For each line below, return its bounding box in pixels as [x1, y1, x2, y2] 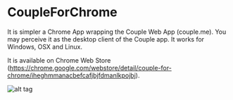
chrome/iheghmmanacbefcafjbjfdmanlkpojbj [7, 71, 136, 80]
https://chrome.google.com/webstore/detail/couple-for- [9, 63, 172, 72]
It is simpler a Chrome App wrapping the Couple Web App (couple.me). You [7, 27, 227, 36]
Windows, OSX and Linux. [7, 42, 83, 51]
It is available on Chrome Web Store [7, 56, 111, 64]
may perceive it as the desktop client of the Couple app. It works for [7, 35, 205, 43]
